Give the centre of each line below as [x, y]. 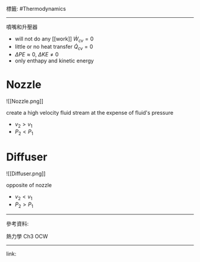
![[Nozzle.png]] [25, 101]
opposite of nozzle [29, 185]
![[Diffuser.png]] [26, 173]
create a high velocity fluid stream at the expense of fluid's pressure [90, 112]
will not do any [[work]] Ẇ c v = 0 [54, 39]
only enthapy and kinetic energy [54, 61]
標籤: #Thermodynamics [36, 9]
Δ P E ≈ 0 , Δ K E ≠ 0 [37, 54]
